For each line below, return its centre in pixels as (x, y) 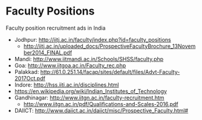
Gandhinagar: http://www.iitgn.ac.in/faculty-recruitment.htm (89, 98)
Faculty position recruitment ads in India (56, 28)
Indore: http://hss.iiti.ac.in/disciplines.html (67, 85)
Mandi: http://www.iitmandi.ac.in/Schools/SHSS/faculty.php (89, 59)
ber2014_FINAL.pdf (48, 52)
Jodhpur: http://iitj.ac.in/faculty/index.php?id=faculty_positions (93, 39)
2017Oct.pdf (30, 78)
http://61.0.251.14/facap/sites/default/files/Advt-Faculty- (110, 72)
